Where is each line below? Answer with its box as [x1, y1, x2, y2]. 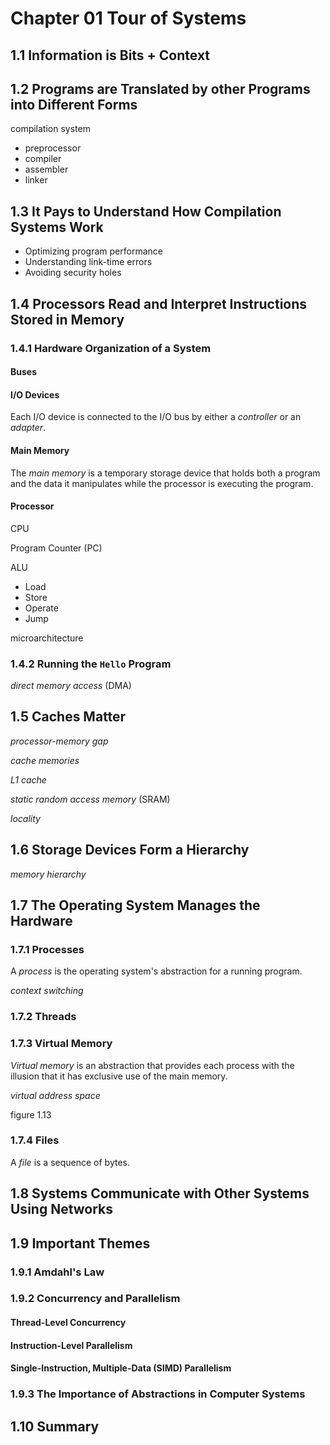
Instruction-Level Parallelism [10, 1339, 133, 1351]
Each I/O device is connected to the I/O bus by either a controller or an [10, 411, 302, 423]
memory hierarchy [10, 868, 87, 880]
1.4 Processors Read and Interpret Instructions [10, 295, 308, 312]
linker [24, 174, 48, 186]
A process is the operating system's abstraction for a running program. [10, 965, 303, 977]
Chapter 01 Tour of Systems [10, 7, 247, 30]
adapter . [10, 422, 47, 434]
